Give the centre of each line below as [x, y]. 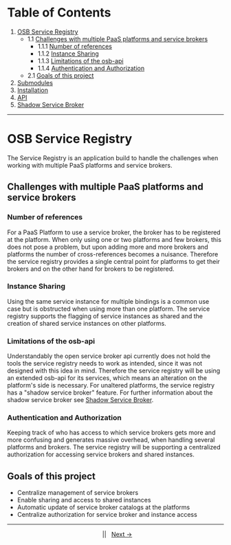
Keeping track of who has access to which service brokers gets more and [111, 433]
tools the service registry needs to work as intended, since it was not [105, 364]
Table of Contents [59, 13]
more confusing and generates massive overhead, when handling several [111, 440]
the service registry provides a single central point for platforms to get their [113, 261]
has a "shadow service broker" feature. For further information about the [110, 392]
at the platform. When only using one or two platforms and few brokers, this [114, 239]
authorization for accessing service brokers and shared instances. [101, 454]
